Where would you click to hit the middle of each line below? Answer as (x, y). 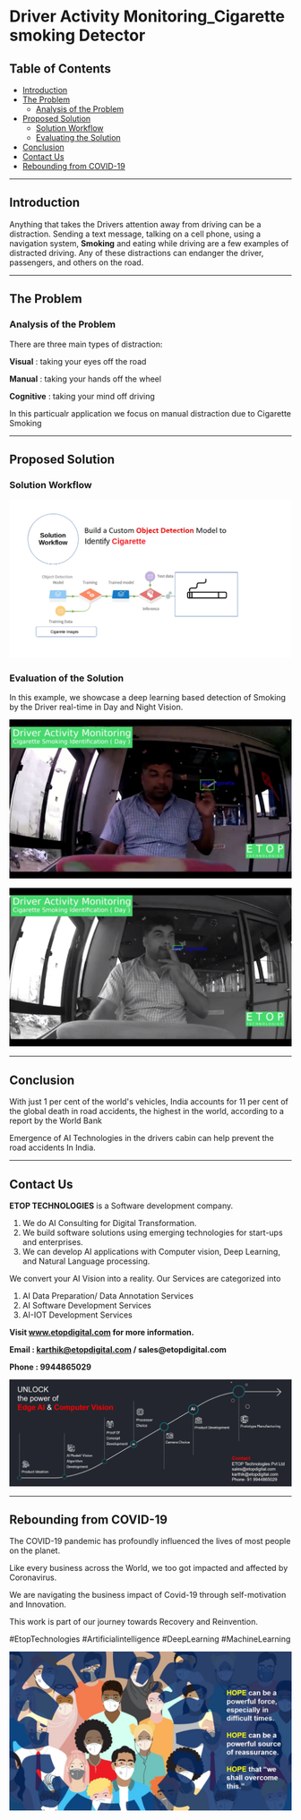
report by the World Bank (56, 1120)
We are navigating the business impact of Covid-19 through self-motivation (148, 1595)
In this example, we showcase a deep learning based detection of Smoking (148, 698)
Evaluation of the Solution (66, 678)
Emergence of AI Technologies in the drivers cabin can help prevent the (142, 1138)
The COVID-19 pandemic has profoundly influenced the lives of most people (150, 1541)
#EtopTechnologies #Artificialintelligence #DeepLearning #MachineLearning (150, 1639)
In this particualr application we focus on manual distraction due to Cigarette (150, 413)
